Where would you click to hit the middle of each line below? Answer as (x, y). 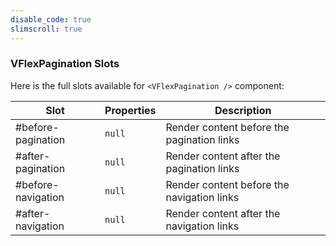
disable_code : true (51, 19)
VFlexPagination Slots (65, 64)
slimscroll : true (46, 29)
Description (243, 110)
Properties (130, 110)
